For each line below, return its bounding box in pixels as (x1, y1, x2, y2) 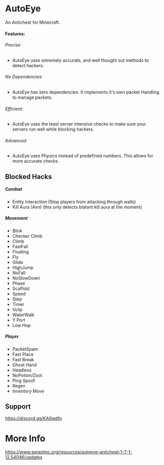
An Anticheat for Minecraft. (5, 19, 61, 25)
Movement (5, 215, 28, 221)
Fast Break (12, 356, 34, 362)
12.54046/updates (5, 454, 43, 460)
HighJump (12, 264, 33, 270)
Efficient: (5, 106, 24, 112)
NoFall (12, 270, 26, 276)
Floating (12, 249, 29, 254)
